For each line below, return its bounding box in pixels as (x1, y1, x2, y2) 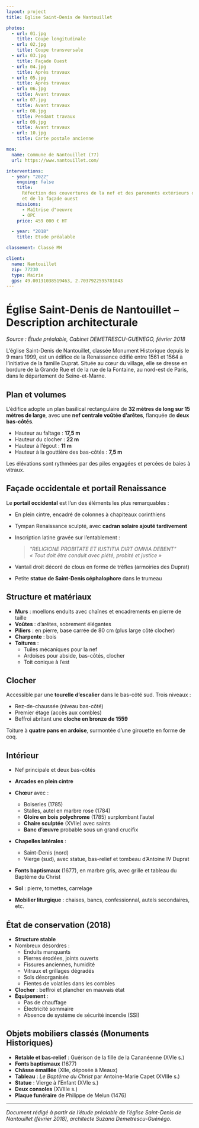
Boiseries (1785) (23, 801, 63, 808)
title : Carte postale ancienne (17, 136, 94, 142)
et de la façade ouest (21, 196, 78, 202)
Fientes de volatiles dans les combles (23, 980, 115, 987)
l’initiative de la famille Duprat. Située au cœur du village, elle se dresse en (6, 360, 188, 367)
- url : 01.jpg (11, 30, 46, 36)
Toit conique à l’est (23, 658, 70, 665)
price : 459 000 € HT (17, 218, 68, 224)
